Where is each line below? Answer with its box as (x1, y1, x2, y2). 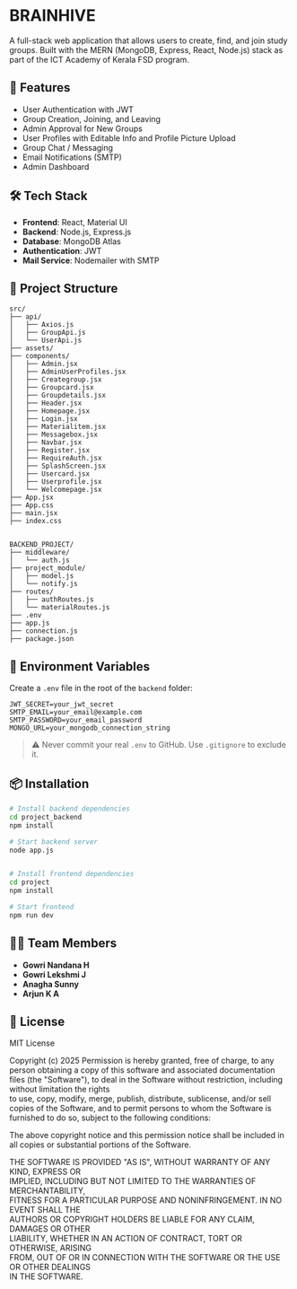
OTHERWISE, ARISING (9, 1242, 92, 1253)
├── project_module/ (9, 564, 87, 573)
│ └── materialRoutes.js (9, 603, 110, 612)
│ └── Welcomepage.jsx (9, 486, 102, 495)
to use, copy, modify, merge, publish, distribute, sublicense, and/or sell (9, 1093, 272, 1104)
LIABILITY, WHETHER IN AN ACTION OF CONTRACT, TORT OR (9, 1233, 242, 1244)
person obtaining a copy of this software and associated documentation (9, 1065, 275, 1075)
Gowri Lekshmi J (22, 969, 87, 979)
